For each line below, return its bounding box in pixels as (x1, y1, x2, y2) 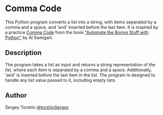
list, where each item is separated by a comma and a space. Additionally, (5, 67, 152, 73)
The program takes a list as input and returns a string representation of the (5, 61, 156, 67)
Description (5, 49, 42, 57)
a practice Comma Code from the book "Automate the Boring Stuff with (5, 29, 149, 35)
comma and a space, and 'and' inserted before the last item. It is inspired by (5, 24, 159, 30)
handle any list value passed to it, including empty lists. (5, 77, 116, 83)
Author (5, 91, 27, 100)
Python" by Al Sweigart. (5, 35, 53, 40)
